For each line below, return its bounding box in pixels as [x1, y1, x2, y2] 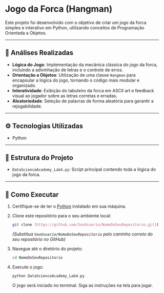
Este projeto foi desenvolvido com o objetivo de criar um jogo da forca [5, 20, 146, 25]
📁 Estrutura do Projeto [5, 153, 73, 162]
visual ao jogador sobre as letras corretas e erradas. [12, 93, 118, 99]
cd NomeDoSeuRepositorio [12, 255, 63, 260]
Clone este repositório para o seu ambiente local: [12, 213, 111, 219]
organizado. [12, 82, 37, 88]
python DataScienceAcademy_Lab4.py [12, 273, 85, 278]
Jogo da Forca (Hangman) [5, 3, 113, 15]
